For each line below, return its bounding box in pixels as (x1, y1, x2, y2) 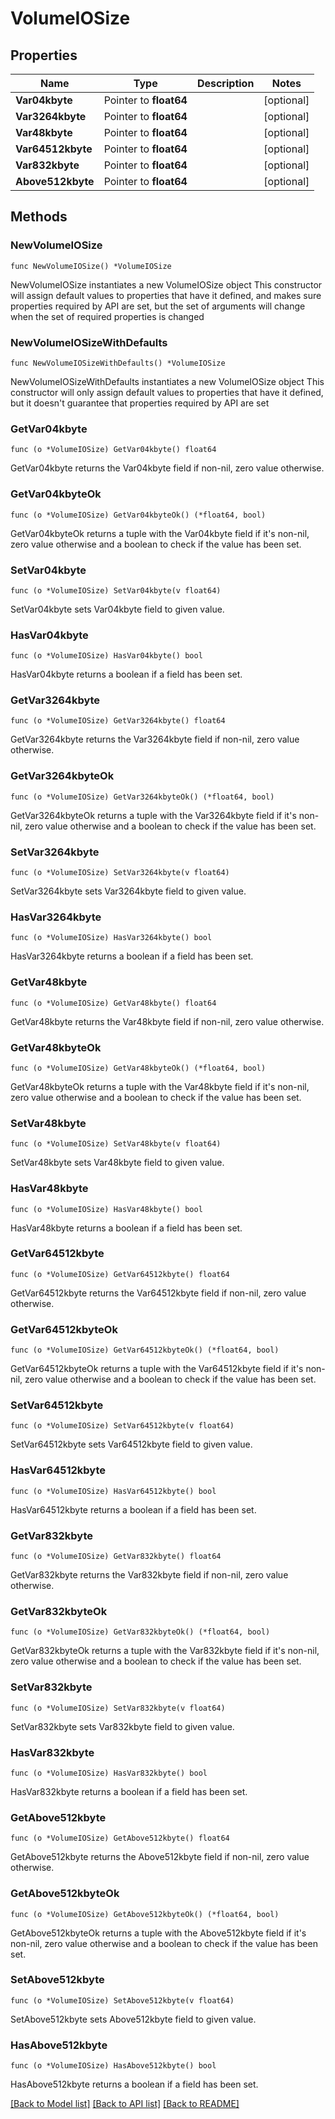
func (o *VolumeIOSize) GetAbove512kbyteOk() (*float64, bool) (10, 1909, 280, 1919)
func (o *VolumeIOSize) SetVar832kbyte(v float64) (10, 1703, 226, 1713)
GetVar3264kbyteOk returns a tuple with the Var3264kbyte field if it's (10, 809, 297, 821)
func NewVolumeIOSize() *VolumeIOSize (10, 261, 172, 271)
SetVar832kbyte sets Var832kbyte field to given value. (10, 1720, 235, 1732)
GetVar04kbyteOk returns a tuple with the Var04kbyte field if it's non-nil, (10, 527, 310, 539)
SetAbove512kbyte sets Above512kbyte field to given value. (10, 2013, 257, 2025)
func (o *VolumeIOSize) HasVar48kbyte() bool (10, 1204, 203, 1214)
